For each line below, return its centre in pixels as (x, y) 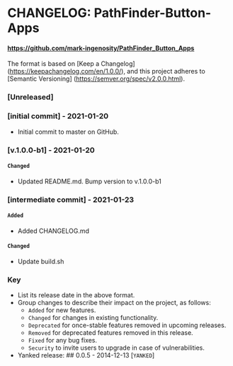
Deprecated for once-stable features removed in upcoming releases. (127, 325)
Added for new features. (62, 310)
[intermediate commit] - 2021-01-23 (71, 200)
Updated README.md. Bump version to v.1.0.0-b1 (89, 181)
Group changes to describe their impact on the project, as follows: (114, 303)
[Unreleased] (30, 97)
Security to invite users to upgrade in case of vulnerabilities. (116, 348)
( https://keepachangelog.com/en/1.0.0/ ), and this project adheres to (106, 72)
